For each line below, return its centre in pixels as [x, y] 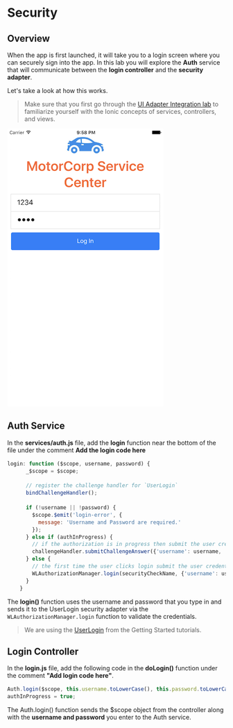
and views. [40, 119]
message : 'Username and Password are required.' [110, 522]
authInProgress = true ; [42, 697]
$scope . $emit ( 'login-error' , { [77, 515]
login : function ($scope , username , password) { [79, 463]
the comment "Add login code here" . [61, 676]
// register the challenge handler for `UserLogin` [102, 486]
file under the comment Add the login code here [77, 450]
